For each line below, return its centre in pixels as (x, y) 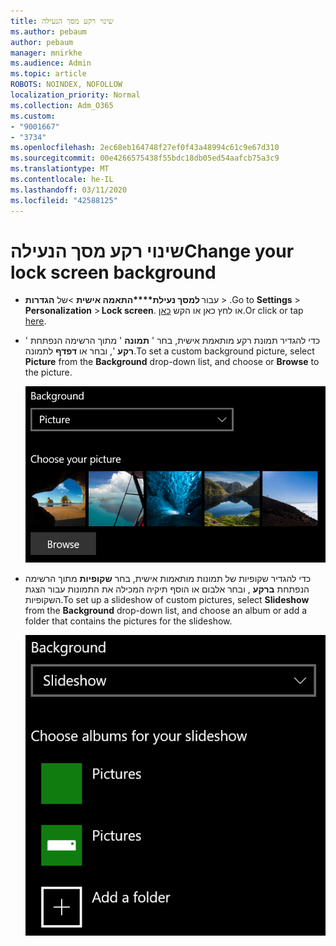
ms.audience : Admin (51, 63)
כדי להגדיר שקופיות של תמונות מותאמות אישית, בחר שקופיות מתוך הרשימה (168, 578)
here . (35, 321)
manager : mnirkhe (46, 53)
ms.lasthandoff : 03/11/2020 (69, 190)
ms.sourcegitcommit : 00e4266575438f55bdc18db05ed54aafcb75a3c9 (145, 158)
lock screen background (113, 272)
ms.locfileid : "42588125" (64, 200)
